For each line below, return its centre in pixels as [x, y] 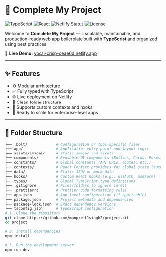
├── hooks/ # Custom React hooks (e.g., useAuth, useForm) [80, 176]
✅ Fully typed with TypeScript [42, 91]
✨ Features [22, 74]
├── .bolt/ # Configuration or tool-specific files [73, 144]
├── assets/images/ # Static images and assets [59, 154]
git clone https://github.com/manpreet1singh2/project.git [67, 218]
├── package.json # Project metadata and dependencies [69, 200]
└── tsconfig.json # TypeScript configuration [59, 208]
